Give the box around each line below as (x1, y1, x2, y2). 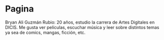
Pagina (5, 3, 34, 14)
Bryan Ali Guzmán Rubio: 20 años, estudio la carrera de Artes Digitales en (5, 19, 155, 25)
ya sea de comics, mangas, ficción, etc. (5, 29, 86, 35)
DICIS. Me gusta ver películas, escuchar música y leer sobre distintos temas (5, 24, 160, 30)
